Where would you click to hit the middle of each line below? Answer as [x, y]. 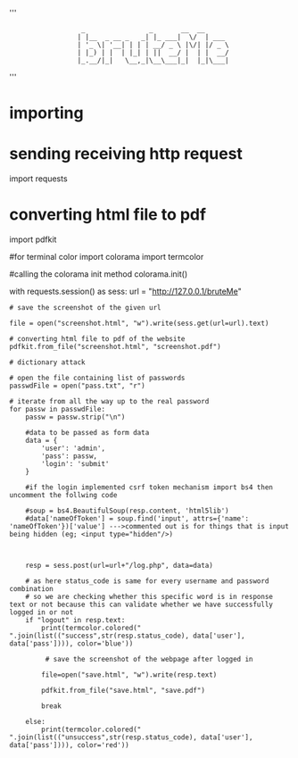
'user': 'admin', [73, 449]
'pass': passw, [70, 456]
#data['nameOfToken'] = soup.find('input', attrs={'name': [137, 519]
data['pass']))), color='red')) [69, 746]
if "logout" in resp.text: [75, 621]
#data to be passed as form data [87, 433]
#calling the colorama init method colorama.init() [99, 274]
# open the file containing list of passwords [97, 379]
